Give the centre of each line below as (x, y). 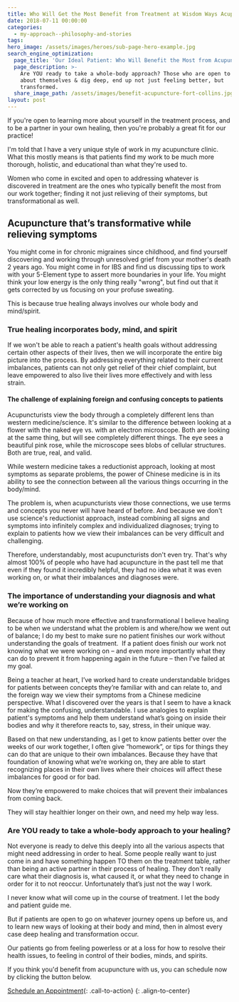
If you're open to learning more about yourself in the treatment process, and (119, 120)
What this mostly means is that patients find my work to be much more (111, 157)
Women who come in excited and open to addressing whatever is (103, 178)
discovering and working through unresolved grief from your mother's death (119, 259)
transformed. (39, 87)
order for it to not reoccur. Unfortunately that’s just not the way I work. (110, 884)
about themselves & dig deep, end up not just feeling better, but (122, 80)
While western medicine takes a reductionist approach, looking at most (111, 467)
